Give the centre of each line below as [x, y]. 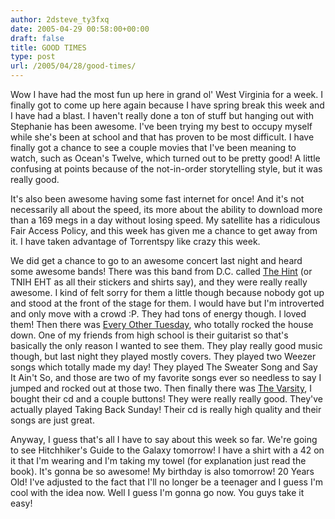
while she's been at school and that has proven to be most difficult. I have [162, 137]
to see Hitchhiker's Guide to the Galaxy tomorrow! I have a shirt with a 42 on [167, 450]
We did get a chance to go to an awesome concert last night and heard [156, 260]
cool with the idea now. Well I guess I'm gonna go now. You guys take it [157, 492]
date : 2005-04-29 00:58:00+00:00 [80, 29]
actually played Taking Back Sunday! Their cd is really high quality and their [166, 409]
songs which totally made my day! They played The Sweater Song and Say [164, 367]
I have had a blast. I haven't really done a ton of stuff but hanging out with [162, 115]
